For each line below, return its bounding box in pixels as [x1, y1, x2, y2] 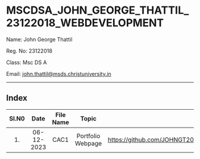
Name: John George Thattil [6, 36, 73, 43]
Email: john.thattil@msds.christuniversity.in [6, 70, 112, 77]
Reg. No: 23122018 [6, 47, 52, 54]
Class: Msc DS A [6, 59, 47, 66]
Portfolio [76, 132, 101, 140]
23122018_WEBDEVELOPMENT [6, 16, 164, 30]
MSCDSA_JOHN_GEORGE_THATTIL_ [6, 4, 189, 17]
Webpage [74, 139, 102, 147]
